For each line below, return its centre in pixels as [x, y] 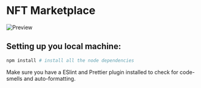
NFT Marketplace [51, 11]
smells [14, 78]
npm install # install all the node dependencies [70, 60]
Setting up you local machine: [64, 46]
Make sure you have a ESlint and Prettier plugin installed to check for [92, 72]
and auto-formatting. [49, 78]
